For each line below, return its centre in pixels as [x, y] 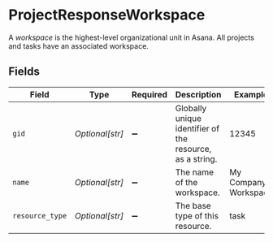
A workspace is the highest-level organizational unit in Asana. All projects [131, 37]
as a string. [196, 158]
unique [188, 118]
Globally [191, 108]
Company [247, 182]
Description [198, 94]
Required [149, 94]
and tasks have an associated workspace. [78, 45]
